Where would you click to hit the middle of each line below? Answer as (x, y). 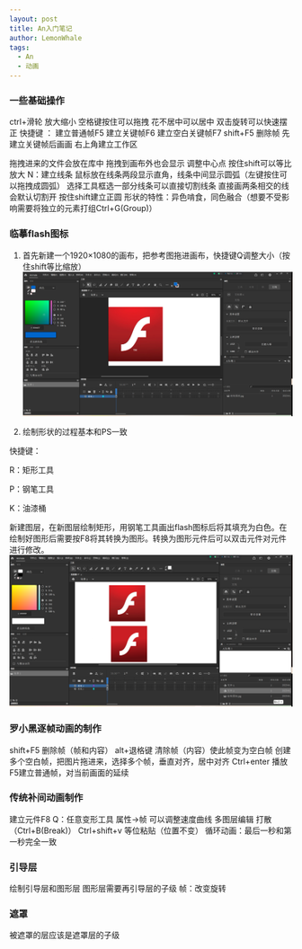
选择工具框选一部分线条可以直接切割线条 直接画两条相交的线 (178, 186)
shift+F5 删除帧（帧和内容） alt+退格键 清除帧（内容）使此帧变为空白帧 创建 (150, 749)
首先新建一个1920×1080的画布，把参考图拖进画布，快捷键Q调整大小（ (152, 255)
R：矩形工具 (32, 470)
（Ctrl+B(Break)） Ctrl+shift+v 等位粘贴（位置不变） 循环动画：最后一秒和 (147, 830)
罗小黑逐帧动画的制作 (55, 729)
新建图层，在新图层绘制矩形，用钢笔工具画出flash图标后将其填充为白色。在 (148, 528)
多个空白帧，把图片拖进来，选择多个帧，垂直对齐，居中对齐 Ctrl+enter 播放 (149, 761)
